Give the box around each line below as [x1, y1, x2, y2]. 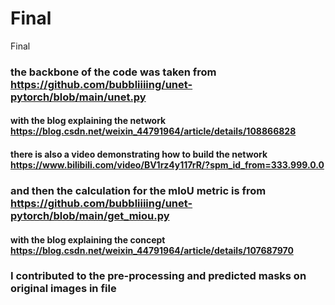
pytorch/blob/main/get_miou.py [10, 208, 170, 222]
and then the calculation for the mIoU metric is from [10, 183, 267, 197]
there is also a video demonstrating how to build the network [10, 148, 268, 161]
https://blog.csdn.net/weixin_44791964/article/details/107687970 [10, 244, 294, 256]
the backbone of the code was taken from [10, 65, 217, 79]
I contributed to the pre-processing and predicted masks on [10, 269, 307, 283]
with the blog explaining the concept [10, 233, 166, 246]
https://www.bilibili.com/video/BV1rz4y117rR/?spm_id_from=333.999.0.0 [10, 159, 325, 171]
